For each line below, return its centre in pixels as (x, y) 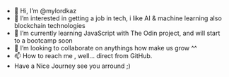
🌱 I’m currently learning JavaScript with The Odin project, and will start (117, 33)
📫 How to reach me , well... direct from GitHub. (83, 56)
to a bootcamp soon (43, 41)
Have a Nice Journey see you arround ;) (72, 66)
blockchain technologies (50, 26)
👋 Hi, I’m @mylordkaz (45, 11)
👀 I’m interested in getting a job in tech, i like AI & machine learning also (118, 18)
